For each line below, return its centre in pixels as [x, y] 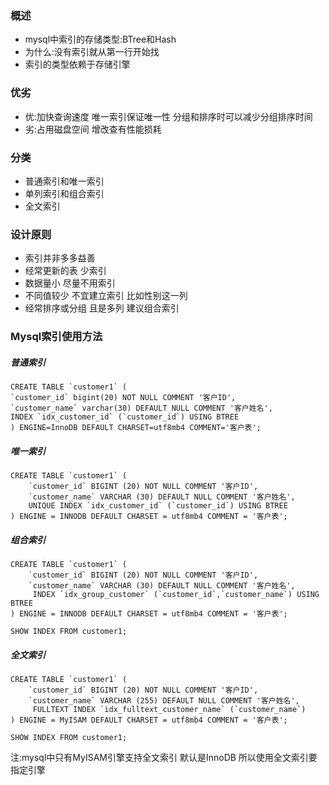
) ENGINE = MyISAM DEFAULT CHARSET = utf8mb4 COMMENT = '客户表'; [149, 720]
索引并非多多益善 [60, 258]
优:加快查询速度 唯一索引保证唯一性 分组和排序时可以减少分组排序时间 [168, 116]
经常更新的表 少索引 [65, 271]
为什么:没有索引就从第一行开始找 [92, 52]
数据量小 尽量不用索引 [70, 283]
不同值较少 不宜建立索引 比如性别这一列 [106, 296]
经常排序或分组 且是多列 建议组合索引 [102, 308]
